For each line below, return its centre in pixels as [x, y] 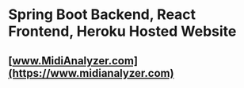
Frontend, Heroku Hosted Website [122, 31]
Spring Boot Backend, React [102, 15]
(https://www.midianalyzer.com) [91, 73]
